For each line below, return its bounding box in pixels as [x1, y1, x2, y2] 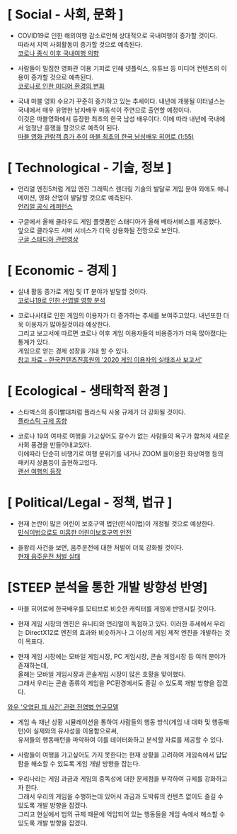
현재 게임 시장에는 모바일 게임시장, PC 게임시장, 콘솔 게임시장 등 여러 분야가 [17, 652, 226, 660]
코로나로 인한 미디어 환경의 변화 [17, 81, 105, 90]
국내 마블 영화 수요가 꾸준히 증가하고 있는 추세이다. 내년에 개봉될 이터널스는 [17, 96, 226, 105]
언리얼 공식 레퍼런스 [17, 202, 73, 210]
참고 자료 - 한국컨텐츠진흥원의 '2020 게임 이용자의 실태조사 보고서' [17, 355, 202, 364]
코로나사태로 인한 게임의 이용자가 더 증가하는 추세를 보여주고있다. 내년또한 [17, 311, 222, 320]
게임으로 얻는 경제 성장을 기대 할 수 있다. [17, 346, 129, 355]
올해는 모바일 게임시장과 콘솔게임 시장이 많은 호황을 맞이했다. [17, 670, 186, 678]
